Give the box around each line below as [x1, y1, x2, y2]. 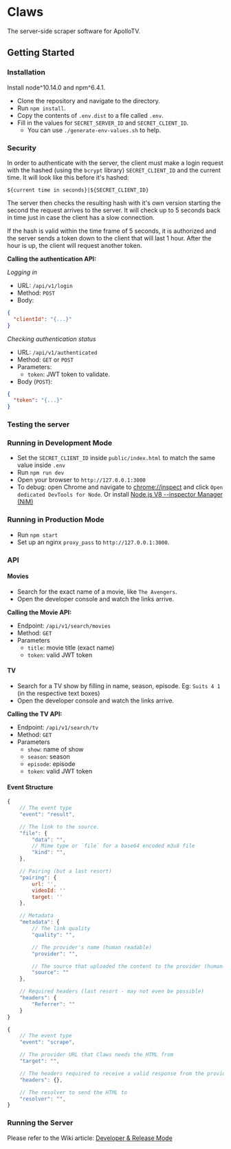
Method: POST [16, 289, 56, 297]
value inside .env [16, 461, 65, 469]
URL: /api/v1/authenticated [16, 348, 98, 356]
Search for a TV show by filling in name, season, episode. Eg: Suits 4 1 [16, 682, 221, 690]
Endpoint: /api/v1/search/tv [16, 723, 98, 732]
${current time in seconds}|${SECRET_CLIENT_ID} [7, 187, 149, 194]
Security [7, 143, 36, 152]
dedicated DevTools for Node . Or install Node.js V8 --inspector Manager [16, 490, 223, 499]
